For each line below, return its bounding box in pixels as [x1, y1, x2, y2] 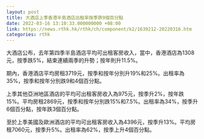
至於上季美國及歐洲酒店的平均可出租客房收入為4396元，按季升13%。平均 [6, 118, 191, 126]
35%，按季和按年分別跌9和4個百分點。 [6, 77, 105, 85]
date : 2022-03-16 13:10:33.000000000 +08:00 [6, 20, 121, 26]
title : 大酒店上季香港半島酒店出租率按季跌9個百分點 [6, 15, 124, 21]
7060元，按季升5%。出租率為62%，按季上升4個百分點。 [11, 126, 155, 134]
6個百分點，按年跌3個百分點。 [6, 105, 83, 113]
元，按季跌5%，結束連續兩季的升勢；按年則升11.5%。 [6, 57, 141, 64]
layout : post [6, 9, 40, 15]
